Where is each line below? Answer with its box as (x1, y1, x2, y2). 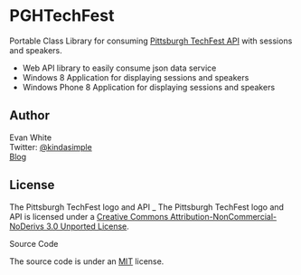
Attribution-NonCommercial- (170, 211, 277, 222)
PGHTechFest (9, 5, 115, 26)
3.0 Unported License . (46, 221, 129, 232)
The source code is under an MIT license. (9, 255, 165, 267)
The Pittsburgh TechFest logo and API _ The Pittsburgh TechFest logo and (9, 201, 285, 213)
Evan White (9, 132, 52, 143)
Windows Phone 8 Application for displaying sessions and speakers (22, 81, 276, 92)
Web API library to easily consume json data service (22, 62, 217, 73)
